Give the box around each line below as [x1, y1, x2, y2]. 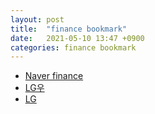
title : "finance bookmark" [10, 24, 128, 34]
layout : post [10, 14, 65, 25]
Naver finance [24, 70, 84, 82]
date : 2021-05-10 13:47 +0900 [10, 33, 145, 43]
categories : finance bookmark [10, 42, 137, 53]
